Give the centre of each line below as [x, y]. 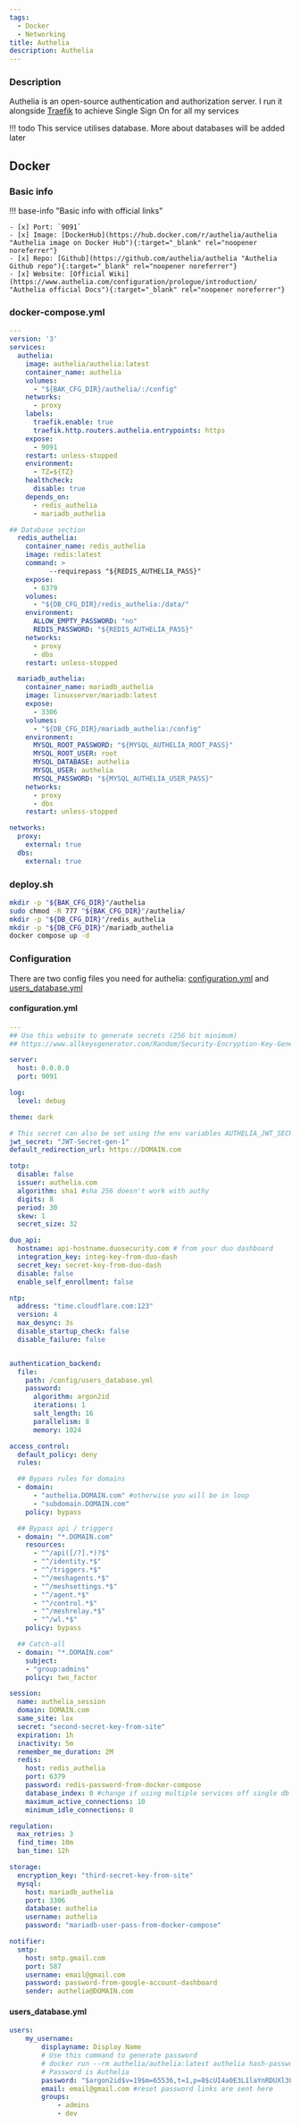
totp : [19, 1166]
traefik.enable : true [73, 422]
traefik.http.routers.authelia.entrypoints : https [129, 430]
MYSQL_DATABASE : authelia [81, 762]
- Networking [42, 34]
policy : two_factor [62, 1677]
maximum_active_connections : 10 [85, 1801]
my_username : [50, 2039]
